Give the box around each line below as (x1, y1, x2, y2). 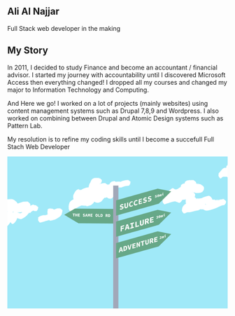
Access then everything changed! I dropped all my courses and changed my (7, 78, 227, 86)
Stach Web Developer (7, 142, 71, 151)
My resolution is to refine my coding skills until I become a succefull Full (7, 135, 215, 143)
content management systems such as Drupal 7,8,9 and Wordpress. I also (7, 107, 219, 115)
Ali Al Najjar (7, 6, 59, 18)
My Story (7, 45, 49, 57)
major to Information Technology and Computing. (7, 85, 149, 94)
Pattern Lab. (7, 121, 43, 130)
